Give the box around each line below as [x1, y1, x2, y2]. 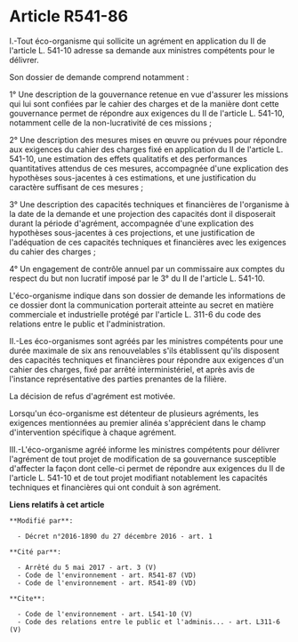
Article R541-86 [9, 6, 129, 27]
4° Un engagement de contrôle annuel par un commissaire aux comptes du [9, 263, 286, 274]
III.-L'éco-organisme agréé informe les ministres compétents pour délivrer [9, 444, 280, 454]
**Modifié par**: [9, 516, 74, 526]
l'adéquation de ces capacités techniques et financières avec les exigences [9, 237, 286, 247]
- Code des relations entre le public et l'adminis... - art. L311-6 [17, 617, 280, 626]
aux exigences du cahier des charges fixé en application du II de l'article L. [9, 144, 284, 155]
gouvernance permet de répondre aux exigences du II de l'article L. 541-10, [9, 108, 285, 118]
